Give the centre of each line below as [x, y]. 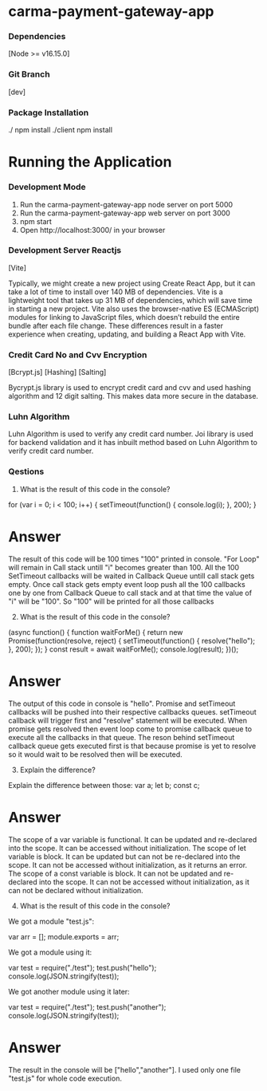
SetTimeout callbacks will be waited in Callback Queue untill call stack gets [132, 576]
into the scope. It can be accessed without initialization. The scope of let [127, 848]
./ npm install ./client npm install [61, 130]
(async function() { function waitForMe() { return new [96, 632]
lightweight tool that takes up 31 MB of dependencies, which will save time [130, 300]
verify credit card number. [51, 451]
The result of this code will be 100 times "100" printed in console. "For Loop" [134, 559]
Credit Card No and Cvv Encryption [78, 355]
